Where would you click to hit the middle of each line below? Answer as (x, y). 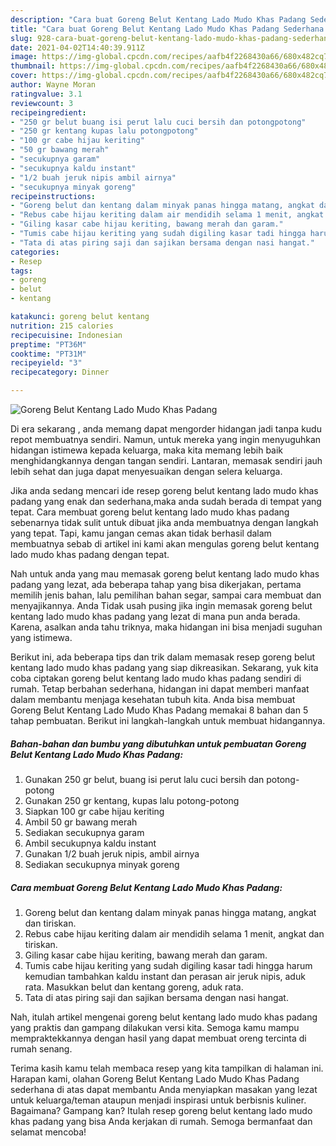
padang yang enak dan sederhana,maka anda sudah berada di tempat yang (166, 501)
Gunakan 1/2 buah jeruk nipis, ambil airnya (112, 853)
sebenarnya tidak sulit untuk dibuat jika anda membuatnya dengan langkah (164, 522)
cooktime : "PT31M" (48, 354)
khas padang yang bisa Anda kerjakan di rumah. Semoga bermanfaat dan (161, 1121)
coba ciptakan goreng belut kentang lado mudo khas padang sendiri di (156, 678)
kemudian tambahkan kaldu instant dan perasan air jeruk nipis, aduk (165, 976)
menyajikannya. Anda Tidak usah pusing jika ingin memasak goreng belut (161, 605)
